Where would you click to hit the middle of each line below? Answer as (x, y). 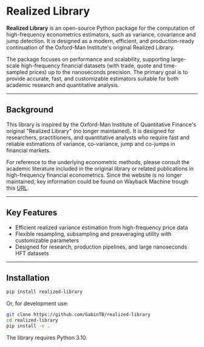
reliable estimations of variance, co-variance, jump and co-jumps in (91, 143)
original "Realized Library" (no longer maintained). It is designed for (91, 131)
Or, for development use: (37, 304)
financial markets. (29, 150)
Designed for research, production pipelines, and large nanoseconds (101, 247)
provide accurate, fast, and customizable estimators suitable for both (93, 78)
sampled (17, 72)
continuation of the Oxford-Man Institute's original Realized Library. (90, 47)
